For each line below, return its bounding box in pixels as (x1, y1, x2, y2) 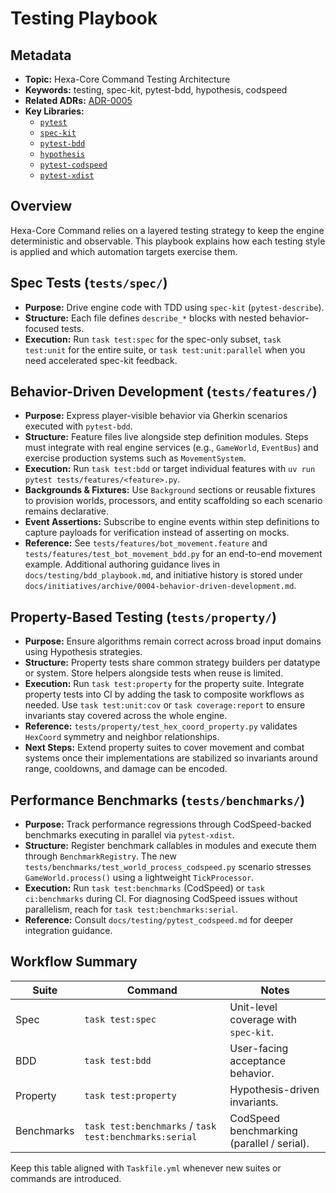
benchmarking (229, 1123, 298, 1137)
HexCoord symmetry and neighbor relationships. (24, 731, 220, 743)
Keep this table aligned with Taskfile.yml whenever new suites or (10, 1162, 282, 1174)
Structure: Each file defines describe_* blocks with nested (24, 312, 268, 324)
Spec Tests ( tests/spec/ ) (10, 275, 168, 292)
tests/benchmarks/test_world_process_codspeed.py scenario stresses (24, 861, 312, 873)
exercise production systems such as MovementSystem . (24, 452, 247, 464)
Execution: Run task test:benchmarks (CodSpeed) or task (24, 882, 265, 894)
